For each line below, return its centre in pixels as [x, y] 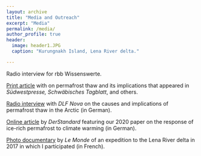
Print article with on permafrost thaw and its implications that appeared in [98, 85]
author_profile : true [34, 34]
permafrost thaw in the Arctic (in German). [59, 110]
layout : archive [27, 12]
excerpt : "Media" [28, 23]
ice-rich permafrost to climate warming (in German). [71, 128]
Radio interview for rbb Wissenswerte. [54, 74]
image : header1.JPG [36, 46]
